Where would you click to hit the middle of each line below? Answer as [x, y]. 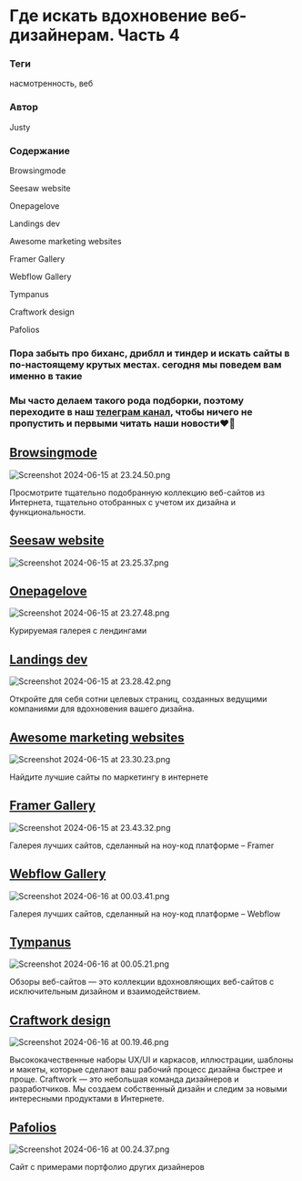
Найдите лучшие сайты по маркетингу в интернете [109, 777]
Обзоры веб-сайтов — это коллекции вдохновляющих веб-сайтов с [142, 982]
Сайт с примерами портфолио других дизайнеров [107, 1167]
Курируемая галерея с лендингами [78, 631]
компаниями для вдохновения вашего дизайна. [102, 709]
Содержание [40, 150]
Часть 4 [149, 35]
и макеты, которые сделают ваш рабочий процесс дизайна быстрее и [146, 1070]
